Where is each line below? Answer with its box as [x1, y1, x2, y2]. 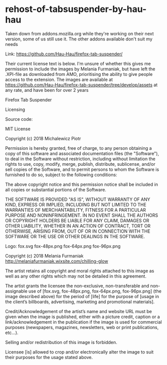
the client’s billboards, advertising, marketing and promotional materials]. [5, 299, 155, 305]
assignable [5, 288, 27, 294]
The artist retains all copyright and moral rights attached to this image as [5, 268, 155, 274]
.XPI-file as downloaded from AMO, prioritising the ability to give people [5, 71, 153, 77]
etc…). [5, 330, 18, 336]
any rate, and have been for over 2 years [5, 87, 89, 93]
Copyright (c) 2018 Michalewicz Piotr [5, 135, 81, 141]
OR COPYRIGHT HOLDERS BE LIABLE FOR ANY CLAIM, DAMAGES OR [5, 217, 150, 223]
